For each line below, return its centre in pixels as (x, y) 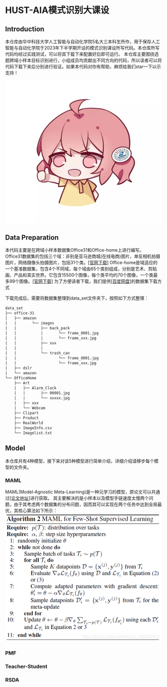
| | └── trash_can (38, 353)
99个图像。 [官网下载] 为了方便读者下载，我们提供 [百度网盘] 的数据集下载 (83, 281)
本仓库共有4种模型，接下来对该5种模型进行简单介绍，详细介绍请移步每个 (80, 461)
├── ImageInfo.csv (33, 428)
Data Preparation (32, 237)
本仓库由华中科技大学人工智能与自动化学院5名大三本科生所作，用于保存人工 (83, 41)
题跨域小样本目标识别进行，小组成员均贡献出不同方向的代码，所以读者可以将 (83, 60)
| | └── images (30, 323)
